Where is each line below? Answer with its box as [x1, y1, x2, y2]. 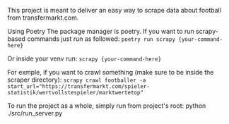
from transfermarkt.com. [7, 13, 79, 22]
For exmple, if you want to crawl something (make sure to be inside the [7, 68, 214, 76]
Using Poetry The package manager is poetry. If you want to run [7, 27, 194, 35]
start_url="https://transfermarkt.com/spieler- [7, 83, 151, 90]
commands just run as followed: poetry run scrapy [27, 35, 175, 43]
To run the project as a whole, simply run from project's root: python [7, 101, 206, 110]
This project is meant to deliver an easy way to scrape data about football [7, 6, 221, 14]
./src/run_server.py [7, 109, 63, 117]
